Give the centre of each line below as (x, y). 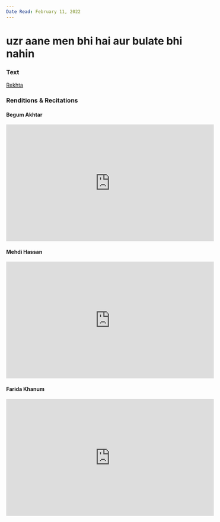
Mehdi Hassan (24, 252)
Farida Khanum (25, 389)
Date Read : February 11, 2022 (44, 12)
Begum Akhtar (24, 114)
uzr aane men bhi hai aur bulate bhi (94, 41)
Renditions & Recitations (42, 100)
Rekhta (15, 85)
